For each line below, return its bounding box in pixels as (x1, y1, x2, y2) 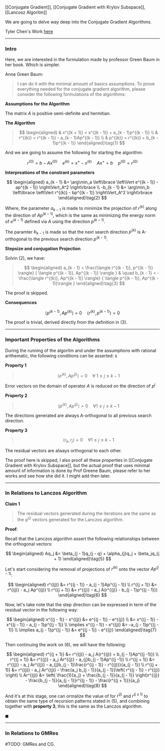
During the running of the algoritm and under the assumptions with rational (5, 347, 156, 353)
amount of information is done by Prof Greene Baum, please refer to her (5, 468, 151, 474)
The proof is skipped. (5, 290, 49, 296)
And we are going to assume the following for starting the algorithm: (5, 150, 143, 156)
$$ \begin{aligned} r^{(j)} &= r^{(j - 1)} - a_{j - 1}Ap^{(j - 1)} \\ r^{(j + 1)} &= (8, 581, 157, 587)
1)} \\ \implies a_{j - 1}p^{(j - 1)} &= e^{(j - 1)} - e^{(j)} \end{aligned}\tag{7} (8, 627, 157, 633)
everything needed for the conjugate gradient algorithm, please (17, 86, 146, 92)
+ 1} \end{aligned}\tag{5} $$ (54, 555, 111, 561)
